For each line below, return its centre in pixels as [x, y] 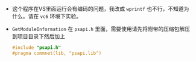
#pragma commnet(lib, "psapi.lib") [57, 53]
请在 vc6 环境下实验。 [55, 16]
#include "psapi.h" [36, 48]
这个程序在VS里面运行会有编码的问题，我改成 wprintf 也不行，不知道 [98, 9]
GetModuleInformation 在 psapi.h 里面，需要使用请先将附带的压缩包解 [98, 29]
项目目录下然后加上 [41, 36]
